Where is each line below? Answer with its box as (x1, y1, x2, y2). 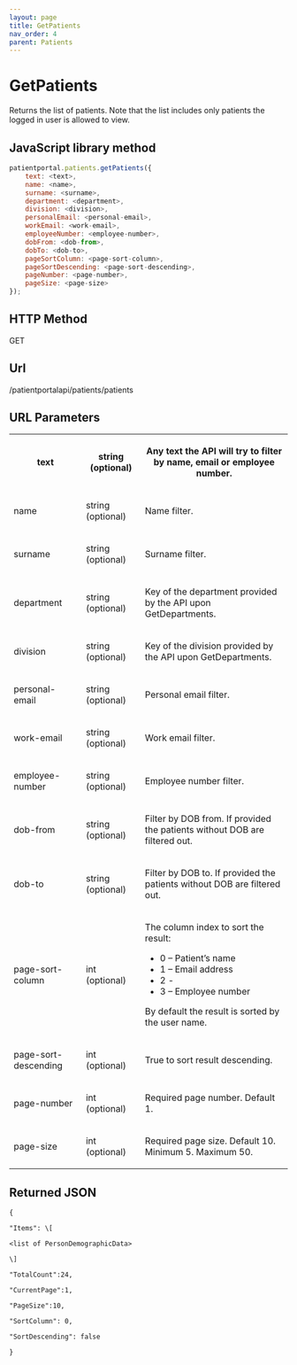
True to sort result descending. (144, 1054, 273, 1066)
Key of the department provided (144, 586, 278, 598)
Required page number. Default (144, 1091, 276, 1104)
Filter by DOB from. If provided (144, 812, 272, 825)
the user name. (144, 1016, 208, 1028)
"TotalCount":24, (9, 1270, 73, 1280)
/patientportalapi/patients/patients (9, 384, 134, 395)
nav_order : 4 (9, 29, 57, 38)
